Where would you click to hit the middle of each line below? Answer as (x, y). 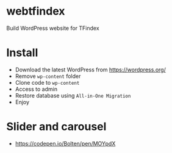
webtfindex (36, 11)
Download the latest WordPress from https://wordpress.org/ (90, 69)
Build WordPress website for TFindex (53, 28)
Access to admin (36, 89)
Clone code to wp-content (47, 82)
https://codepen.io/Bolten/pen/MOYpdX (65, 143)
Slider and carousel (56, 127)
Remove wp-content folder (48, 76)
